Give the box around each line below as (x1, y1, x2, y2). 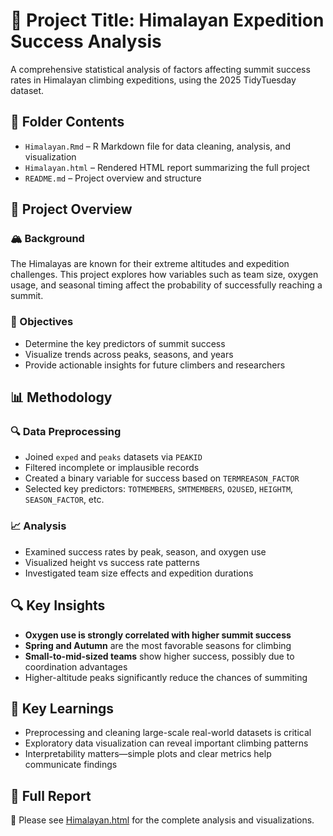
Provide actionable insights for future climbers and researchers (24, 359, 286, 371)
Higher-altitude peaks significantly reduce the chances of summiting (24, 671, 308, 683)
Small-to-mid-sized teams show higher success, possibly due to (24, 650, 295, 662)
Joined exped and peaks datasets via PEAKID (24, 451, 203, 463)
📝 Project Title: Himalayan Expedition (10, 9, 325, 32)
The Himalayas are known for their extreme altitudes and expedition (10, 258, 290, 270)
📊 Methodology (10, 389, 113, 406)
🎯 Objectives (10, 315, 74, 329)
